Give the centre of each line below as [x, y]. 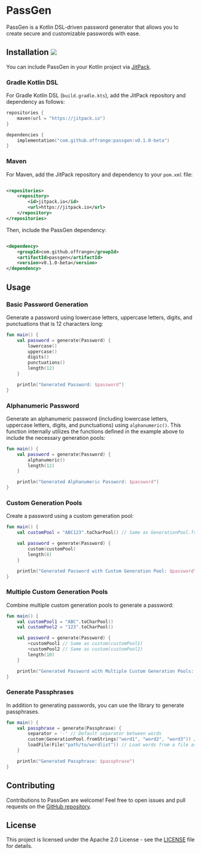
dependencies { [25, 135]
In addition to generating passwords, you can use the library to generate [95, 705]
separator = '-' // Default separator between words [95, 734]
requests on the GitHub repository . [49, 806]
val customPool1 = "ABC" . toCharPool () [65, 622]
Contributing [31, 786]
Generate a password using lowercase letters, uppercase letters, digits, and [99, 317]
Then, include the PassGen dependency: [56, 230]
